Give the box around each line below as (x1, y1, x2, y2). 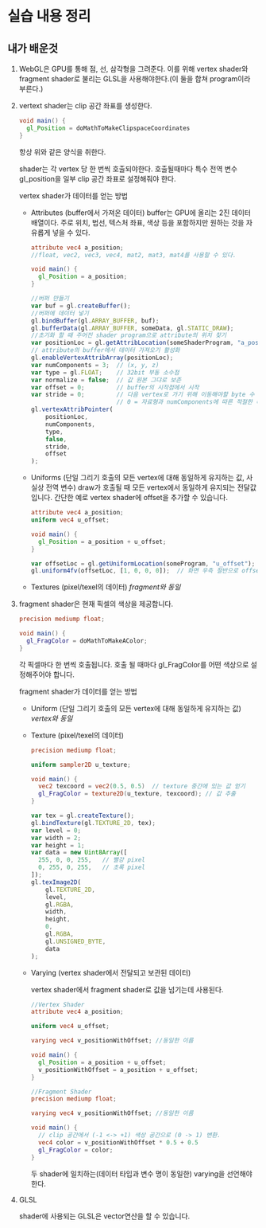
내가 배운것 (7, 41, 59, 55)
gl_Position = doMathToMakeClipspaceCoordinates (26, 124, 191, 132)
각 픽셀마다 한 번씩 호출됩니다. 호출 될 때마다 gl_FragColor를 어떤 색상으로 (18, 659, 249, 669)
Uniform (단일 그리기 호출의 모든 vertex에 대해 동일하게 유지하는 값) (30, 703, 241, 713)
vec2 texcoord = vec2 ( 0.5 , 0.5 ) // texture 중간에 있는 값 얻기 (37, 782, 245, 791)
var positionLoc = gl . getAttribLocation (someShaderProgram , (30, 339, 234, 347)
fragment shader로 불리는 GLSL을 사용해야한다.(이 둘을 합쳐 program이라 (18, 74, 251, 84)
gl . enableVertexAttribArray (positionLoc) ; (30, 354, 174, 362)
